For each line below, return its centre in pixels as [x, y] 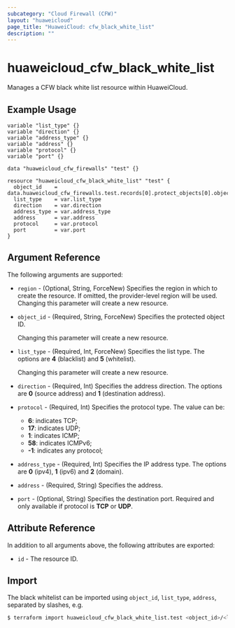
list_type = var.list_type [57, 199]
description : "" [31, 33]
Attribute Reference [51, 528]
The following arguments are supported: [65, 274]
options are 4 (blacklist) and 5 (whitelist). [77, 359]
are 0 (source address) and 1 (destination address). [91, 393]
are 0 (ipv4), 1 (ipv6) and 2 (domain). [70, 472]
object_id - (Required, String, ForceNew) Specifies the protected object [121, 316]
